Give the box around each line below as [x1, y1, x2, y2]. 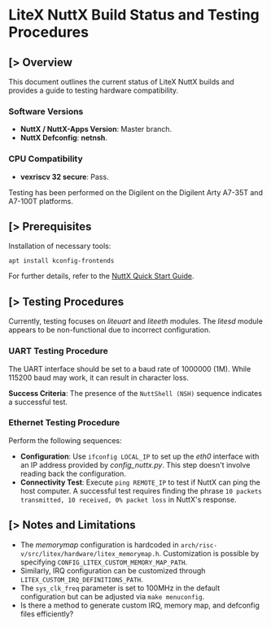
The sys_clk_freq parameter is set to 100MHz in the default [20, 583, 221, 593]
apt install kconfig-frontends [8, 257, 115, 265]
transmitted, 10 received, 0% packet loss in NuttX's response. [20, 494, 238, 504]
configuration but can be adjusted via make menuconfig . [20, 591, 205, 601]
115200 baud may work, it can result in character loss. [8, 372, 190, 382]
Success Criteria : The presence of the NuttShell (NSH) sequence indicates [8, 388, 263, 398]
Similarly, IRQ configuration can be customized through [20, 565, 206, 575]
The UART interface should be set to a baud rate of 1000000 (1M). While [8, 364, 251, 373]
